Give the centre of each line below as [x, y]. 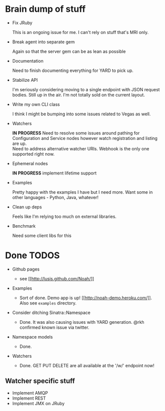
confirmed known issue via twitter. [54, 327]
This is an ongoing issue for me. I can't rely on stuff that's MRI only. [80, 32]
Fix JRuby [22, 23]
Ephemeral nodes [30, 163]
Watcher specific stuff [40, 381]
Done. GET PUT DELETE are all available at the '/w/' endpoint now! [87, 365]
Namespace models [32, 337]
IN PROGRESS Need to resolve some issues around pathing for [76, 133]
